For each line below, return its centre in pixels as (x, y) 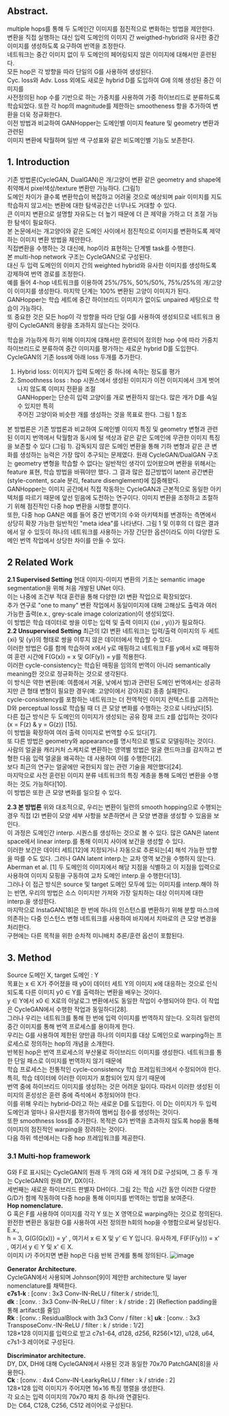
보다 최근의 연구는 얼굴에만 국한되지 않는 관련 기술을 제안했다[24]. (95, 767)
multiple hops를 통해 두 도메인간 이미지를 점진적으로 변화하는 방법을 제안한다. (111, 28)
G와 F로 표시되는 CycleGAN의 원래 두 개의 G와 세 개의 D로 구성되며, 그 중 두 (109, 1172)
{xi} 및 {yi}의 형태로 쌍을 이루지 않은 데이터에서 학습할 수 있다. (90, 640)
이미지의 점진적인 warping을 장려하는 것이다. (67, 1129)
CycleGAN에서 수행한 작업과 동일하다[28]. (71, 1009)
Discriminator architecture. (46, 1355)
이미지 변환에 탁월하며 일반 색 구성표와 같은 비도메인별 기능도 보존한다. (101, 140)
